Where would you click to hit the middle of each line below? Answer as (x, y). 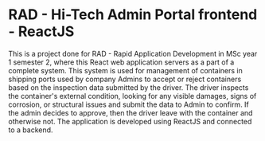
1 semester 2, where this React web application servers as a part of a (121, 62)
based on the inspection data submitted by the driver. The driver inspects (129, 87)
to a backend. (31, 130)
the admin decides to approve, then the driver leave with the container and (131, 112)
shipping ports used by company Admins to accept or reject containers (125, 79)
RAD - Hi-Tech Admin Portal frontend (133, 15)
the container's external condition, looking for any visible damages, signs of (132, 96)
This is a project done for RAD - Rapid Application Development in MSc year (133, 53)
